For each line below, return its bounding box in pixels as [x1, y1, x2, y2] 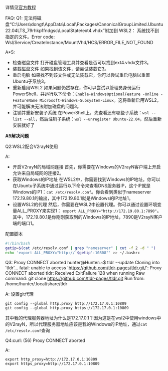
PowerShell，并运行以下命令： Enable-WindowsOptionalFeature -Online [12, 91, 159, 97]
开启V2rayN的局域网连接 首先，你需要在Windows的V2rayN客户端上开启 [12, 164, 161, 169]
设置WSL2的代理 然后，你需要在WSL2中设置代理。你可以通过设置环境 [12, 202, 157, 207]
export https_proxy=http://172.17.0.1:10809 [5, 361, 100, 366]
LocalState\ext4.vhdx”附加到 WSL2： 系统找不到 [59, 28, 159, 34]
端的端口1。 [12, 220, 37, 226]
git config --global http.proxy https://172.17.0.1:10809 [5, 305, 129, 310]
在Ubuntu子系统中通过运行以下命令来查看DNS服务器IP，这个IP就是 [12, 182, 151, 189]
